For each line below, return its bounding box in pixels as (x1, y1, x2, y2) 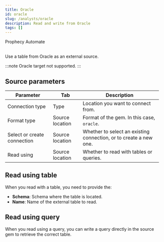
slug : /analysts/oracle (5, 16, 54, 21)
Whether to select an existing (82, 128, 150, 135)
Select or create (7, 131, 44, 138)
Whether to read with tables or (82, 148, 153, 155)
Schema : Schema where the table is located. (12, 194, 102, 199)
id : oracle (5, 12, 27, 17)
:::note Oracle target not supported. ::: (5, 63, 82, 69)
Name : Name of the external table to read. (12, 199, 98, 205)
